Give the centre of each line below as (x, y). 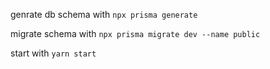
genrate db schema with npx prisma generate (104, 14)
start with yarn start (53, 53)
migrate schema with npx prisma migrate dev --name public (135, 33)
